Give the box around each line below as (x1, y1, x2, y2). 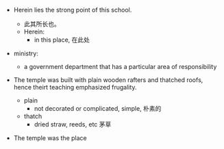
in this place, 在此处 (34, 36, 90, 44)
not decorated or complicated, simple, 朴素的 (34, 105, 162, 112)
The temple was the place (13, 134, 87, 142)
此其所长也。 (23, 20, 60, 28)
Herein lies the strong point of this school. (13, 6, 132, 14)
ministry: (13, 49, 39, 57)
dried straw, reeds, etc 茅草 (34, 120, 112, 128)
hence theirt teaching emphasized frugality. (13, 83, 137, 91)
